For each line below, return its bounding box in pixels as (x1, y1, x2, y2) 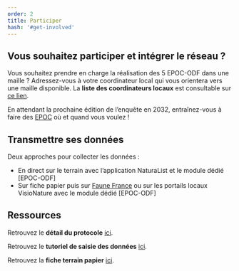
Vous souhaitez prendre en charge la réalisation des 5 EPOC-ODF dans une (7, 69, 230, 78)
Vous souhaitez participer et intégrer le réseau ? (7, 50, 226, 62)
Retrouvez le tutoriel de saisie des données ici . (7, 242, 148, 250)
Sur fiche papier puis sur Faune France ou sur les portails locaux (17, 181, 208, 189)
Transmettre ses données (7, 133, 124, 146)
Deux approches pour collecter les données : (7, 152, 141, 161)
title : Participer (7, 17, 62, 24)
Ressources (7, 209, 62, 221)
